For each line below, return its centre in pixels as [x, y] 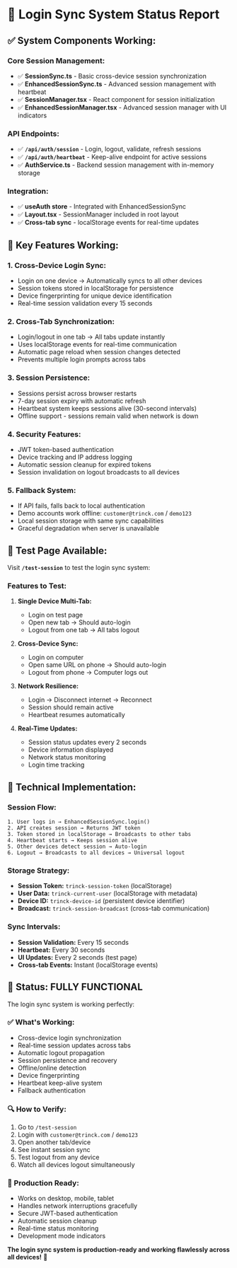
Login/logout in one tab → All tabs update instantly [91, 337]
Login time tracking [56, 765]
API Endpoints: [34, 134]
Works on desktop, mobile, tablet [66, 1199]
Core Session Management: [56, 61]
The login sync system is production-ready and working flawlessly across [118, 1250]
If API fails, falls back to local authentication [81, 506]
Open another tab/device [54, 1142]
